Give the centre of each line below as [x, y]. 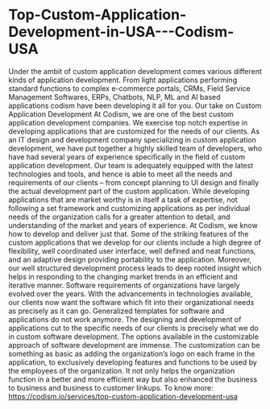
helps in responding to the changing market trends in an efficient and [123, 276]
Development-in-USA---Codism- [121, 32]
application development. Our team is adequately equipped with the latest [131, 165]
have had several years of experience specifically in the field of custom [127, 157]
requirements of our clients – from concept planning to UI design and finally [134, 182]
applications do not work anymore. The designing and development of [125, 319]
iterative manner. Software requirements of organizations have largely [124, 285]
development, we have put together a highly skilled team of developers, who [135, 148]
